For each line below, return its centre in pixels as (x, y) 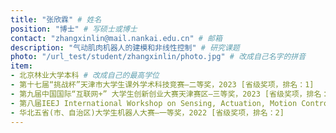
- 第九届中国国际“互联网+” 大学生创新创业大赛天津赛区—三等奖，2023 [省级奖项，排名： (170, 94)
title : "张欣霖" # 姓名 (56, 19)
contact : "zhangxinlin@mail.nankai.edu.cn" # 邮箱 (116, 38)
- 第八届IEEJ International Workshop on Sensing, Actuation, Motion (154, 103)
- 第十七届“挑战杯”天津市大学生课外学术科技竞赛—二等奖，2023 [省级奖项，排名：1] (162, 85)
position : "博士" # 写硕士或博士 (74, 29)
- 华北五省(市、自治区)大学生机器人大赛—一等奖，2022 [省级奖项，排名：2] (147, 112)
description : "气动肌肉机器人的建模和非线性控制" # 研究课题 (125, 47)
